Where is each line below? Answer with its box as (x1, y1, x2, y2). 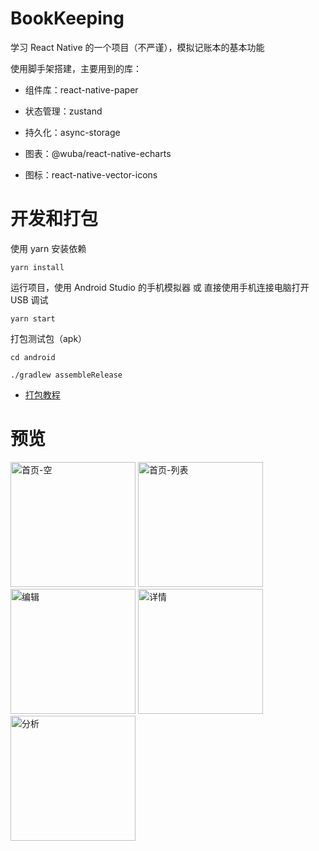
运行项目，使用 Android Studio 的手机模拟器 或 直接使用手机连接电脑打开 (10, 281, 310, 293)
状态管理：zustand (24, 105, 103, 117)
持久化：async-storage (24, 126, 121, 138)
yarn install (10, 262, 65, 272)
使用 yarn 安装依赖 (10, 242, 87, 254)
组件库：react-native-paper (24, 83, 139, 96)
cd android (10, 352, 56, 362)
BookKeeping (10, 7, 125, 30)
